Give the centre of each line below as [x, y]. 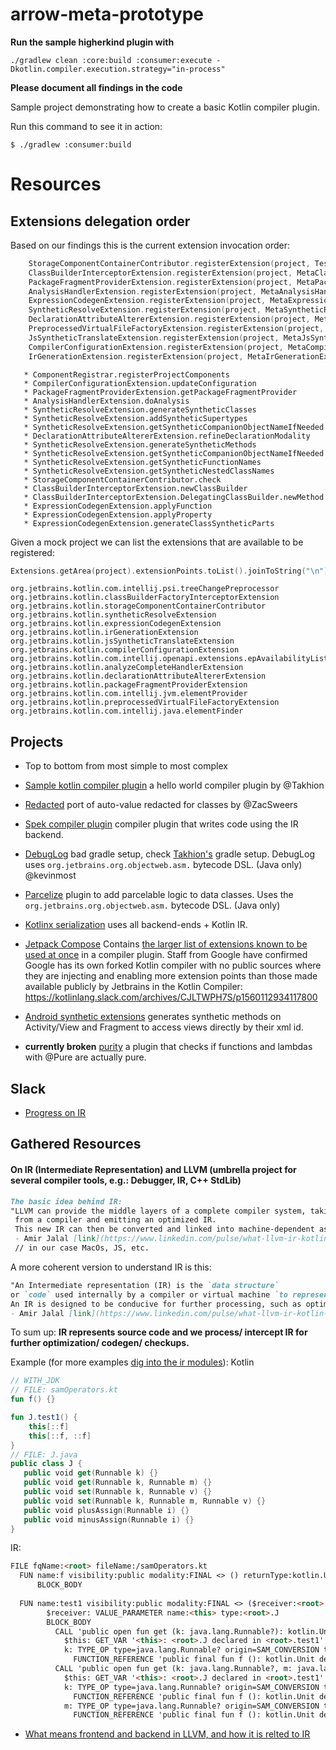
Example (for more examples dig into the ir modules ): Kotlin [132, 1362]
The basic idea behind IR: [66, 1201]
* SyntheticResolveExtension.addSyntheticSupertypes [135, 418]
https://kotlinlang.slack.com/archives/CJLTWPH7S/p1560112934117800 [171, 997]
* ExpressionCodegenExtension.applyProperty [118, 514]
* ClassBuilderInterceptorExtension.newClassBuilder [135, 488]
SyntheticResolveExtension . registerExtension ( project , [145, 310]
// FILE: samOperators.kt [64, 1390]
